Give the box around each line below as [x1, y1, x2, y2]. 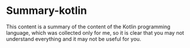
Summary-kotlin [6, 4, 87, 17]
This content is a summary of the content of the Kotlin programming [6, 23, 171, 30]
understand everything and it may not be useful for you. [6, 35, 141, 42]
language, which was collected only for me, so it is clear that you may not [6, 29, 184, 36]
